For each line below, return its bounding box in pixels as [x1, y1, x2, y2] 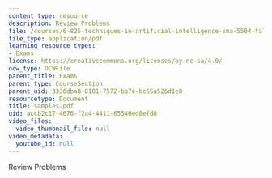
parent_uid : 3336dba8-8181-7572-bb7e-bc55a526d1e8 [8, 87, 183, 95]
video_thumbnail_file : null [15, 125, 111, 133]
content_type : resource [8, 11, 89, 20]
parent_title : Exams [8, 72, 79, 80]
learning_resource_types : [8, 42, 96, 50]
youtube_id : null [15, 139, 74, 148]
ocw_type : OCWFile [8, 65, 70, 73]
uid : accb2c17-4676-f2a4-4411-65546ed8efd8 [8, 110, 158, 118]
